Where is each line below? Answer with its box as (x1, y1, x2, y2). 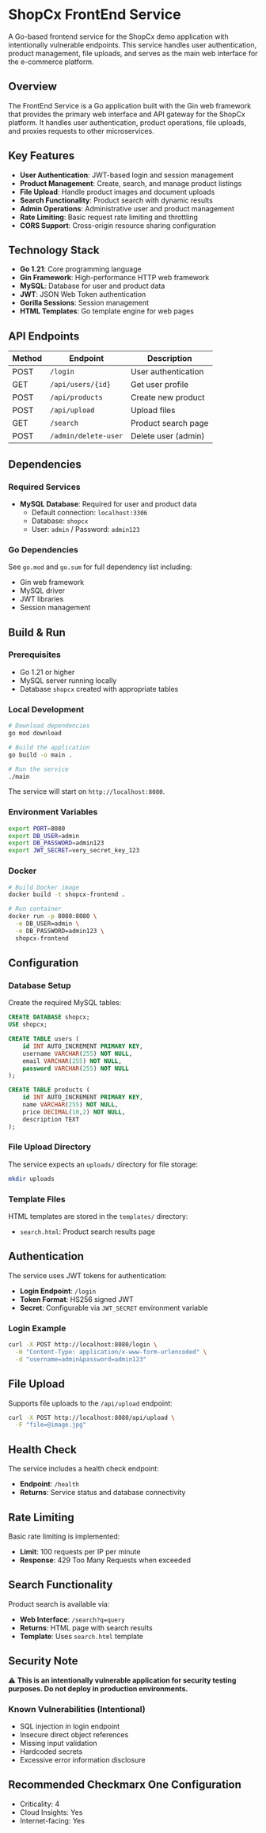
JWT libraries (19, 594, 64, 604)
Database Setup (8, 980, 71, 991)
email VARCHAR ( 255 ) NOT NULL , (22, 1057, 123, 1065)
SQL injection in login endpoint (19, 1721, 120, 1731)
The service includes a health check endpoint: (8, 1464, 160, 1474)
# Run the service (8, 765, 69, 773)
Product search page (130, 418, 209, 429)
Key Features (8, 149, 75, 163)
